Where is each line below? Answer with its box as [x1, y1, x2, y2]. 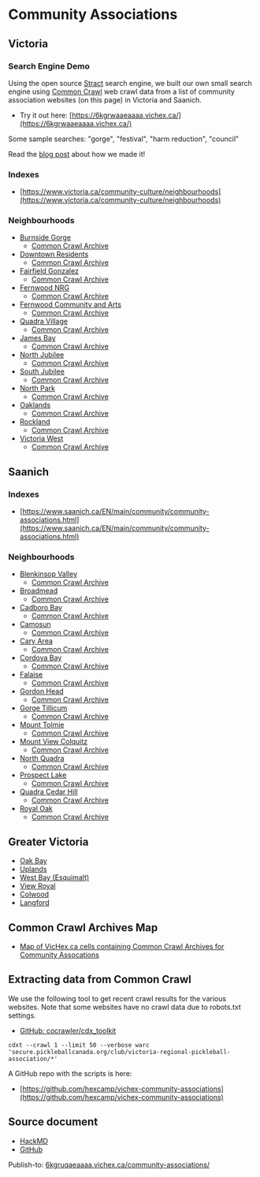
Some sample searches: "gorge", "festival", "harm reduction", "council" [8, 134, 240, 143]
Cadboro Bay [19, 603, 63, 613]
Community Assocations [19, 950, 100, 959]
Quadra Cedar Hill [19, 787, 78, 797]
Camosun [19, 620, 51, 629]
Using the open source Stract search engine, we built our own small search [8, 78, 252, 88]
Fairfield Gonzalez [19, 266, 79, 276]
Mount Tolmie [19, 720, 65, 730]
